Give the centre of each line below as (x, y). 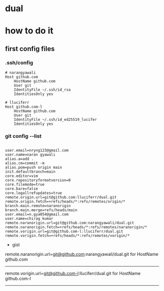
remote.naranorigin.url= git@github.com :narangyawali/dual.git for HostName (82, 254)
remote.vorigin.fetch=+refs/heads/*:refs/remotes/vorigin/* (68, 236)
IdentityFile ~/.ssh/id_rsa (42, 90)
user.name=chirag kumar (29, 219)
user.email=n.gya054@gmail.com (37, 214)
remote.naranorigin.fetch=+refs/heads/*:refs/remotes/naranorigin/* (76, 227)
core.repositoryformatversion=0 (38, 180)
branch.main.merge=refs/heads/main (41, 210)
